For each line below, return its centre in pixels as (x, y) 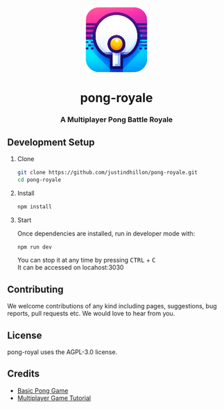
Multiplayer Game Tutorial (54, 398)
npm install (34, 207)
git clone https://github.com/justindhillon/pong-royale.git (107, 172)
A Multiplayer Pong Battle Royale (117, 119)
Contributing (35, 289)
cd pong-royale (39, 180)
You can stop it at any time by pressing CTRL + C (86, 260)
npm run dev (34, 247)
